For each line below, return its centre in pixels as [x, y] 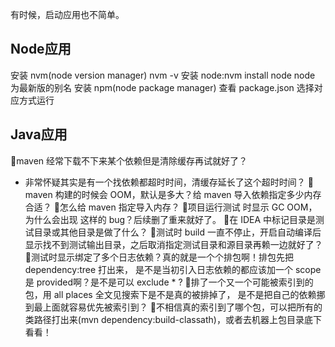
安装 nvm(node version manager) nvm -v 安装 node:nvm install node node [163, 75]
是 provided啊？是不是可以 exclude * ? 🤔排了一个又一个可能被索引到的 [169, 282]
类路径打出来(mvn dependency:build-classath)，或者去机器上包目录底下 [173, 319]
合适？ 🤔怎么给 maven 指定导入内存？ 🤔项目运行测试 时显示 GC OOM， [171, 207]
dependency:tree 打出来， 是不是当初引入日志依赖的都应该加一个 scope [173, 269]
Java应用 [39, 134]
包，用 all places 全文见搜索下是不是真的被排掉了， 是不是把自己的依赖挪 [175, 294]
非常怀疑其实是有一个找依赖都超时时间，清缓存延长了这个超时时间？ [165, 182]
